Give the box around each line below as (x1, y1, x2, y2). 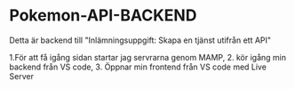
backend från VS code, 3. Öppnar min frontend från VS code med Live (9, 61, 267, 72)
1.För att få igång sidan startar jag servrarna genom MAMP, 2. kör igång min (9, 52, 287, 62)
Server (9, 70, 34, 81)
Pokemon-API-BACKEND (9, 5, 197, 26)
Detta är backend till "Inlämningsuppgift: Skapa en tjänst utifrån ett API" (9, 35, 272, 45)
